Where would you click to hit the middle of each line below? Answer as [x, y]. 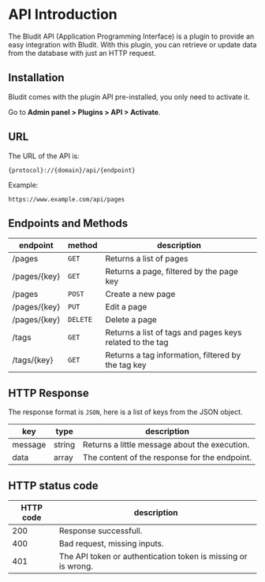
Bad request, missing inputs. [111, 543]
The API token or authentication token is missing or [153, 556]
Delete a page [131, 320]
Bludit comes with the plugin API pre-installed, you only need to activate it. [129, 97]
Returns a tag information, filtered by [173, 355]
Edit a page [126, 307]
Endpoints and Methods [68, 223]
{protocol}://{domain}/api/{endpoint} [72, 170]
